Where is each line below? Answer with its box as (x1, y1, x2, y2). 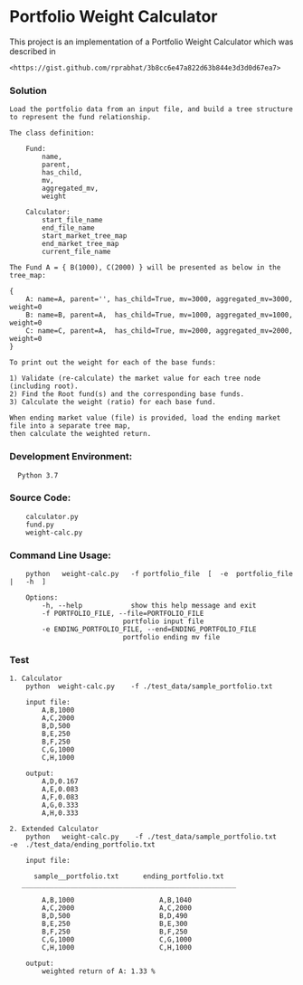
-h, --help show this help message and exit (42, 601, 257, 611)
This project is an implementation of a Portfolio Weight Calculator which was (9, 36, 294, 47)
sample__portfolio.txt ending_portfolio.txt (33, 872, 224, 881)
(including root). (9, 382, 79, 391)
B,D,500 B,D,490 (42, 912, 188, 921)
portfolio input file (122, 617, 204, 626)
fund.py (25, 520, 54, 529)
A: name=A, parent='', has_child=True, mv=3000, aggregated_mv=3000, (25, 295, 294, 304)
